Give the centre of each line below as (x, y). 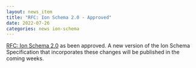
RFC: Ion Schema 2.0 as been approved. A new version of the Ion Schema (98, 46)
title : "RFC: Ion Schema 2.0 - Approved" (59, 17)
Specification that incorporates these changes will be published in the (93, 52)
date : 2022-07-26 (28, 23)
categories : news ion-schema (43, 29)
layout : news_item (29, 12)
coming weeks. (25, 58)
